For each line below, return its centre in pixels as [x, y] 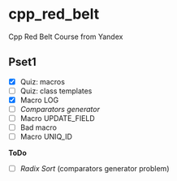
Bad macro [38, 127]
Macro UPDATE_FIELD [57, 118]
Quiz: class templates [56, 91]
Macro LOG [39, 100]
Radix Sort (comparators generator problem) [95, 169]
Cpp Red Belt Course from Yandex [66, 37]
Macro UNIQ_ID [46, 137]
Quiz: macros [42, 81]
